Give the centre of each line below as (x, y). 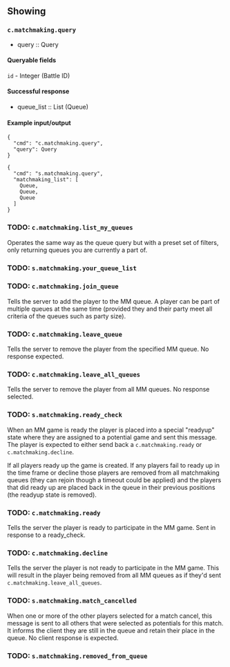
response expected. (36, 356)
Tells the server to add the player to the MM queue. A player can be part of (114, 301)
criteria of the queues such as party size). (67, 316)
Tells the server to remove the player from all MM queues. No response (108, 390)
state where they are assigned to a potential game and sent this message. (112, 437)
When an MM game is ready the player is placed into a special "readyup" (111, 430)
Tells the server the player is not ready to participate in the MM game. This (113, 568)
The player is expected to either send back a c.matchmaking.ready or (105, 444)
